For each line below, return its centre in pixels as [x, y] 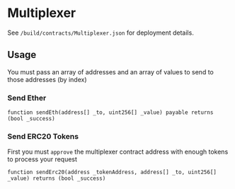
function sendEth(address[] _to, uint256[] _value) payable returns [110, 113]
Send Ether [27, 98]
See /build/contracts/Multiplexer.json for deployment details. [101, 33]
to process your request [42, 159]
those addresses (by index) [47, 79]
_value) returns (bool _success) [57, 178]
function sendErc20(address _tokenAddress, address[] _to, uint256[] [112, 172]
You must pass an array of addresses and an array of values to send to [110, 71]
